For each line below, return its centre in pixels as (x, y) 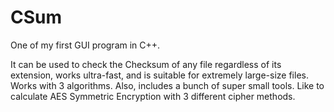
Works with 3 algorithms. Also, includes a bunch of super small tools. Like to (167, 85)
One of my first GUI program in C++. (85, 45)
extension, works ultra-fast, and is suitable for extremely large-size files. (159, 75)
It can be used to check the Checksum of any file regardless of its (146, 64)
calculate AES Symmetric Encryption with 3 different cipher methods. (153, 96)
